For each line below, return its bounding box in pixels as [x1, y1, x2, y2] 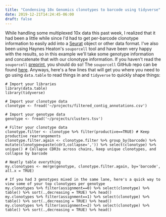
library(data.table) [5, 86, 48, 91]
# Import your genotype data [5, 112, 65, 117]
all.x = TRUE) [5, 168, 35, 173]
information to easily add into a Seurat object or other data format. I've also [5, 41, 159, 47]
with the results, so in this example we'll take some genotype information [5, 51, 154, 57]
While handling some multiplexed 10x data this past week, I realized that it [5, 30, 156, 36]
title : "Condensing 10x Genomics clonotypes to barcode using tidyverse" [5, 7, 161, 12]
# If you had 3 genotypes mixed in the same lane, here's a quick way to [5, 177, 161, 182]
